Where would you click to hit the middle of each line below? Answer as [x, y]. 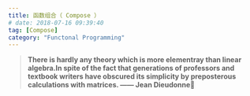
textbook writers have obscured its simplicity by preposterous [132, 76]
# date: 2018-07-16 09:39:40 [56, 23]
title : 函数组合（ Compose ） [54, 15]
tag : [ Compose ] [33, 30]
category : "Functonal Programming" [67, 37]
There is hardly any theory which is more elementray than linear [134, 60]
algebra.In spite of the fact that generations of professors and [131, 68]
